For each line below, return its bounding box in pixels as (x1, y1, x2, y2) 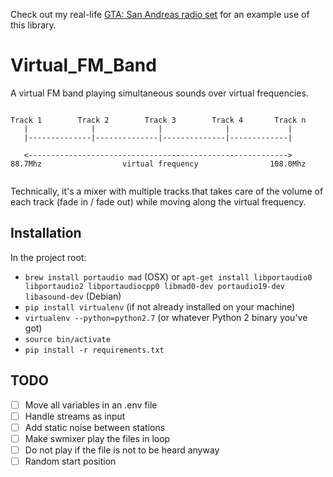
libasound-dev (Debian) (24, 290, 122, 302)
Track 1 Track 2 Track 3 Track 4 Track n (10, 115, 307, 125)
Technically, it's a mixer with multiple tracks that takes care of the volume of (10, 185, 324, 197)
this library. (10, 19, 57, 31)
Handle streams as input (24, 410, 126, 422)
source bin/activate (24, 334, 111, 344)
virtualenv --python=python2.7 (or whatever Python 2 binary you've (24, 311, 308, 323)
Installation (10, 225, 82, 242)
